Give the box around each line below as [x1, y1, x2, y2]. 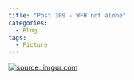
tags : [8, 33, 26, 42]
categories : [8, 19, 48, 27]
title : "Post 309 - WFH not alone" [8, 11, 127, 20]
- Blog [15, 26, 37, 34]
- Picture [15, 41, 48, 49]
